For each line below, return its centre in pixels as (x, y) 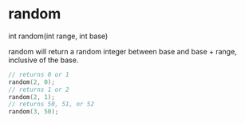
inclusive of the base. (43, 60)
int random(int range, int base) (58, 36)
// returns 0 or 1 (39, 74)
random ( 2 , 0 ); (32, 82)
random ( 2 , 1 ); (32, 97)
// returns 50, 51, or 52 (51, 105)
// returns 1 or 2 (39, 89)
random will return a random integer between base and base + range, (122, 51)
